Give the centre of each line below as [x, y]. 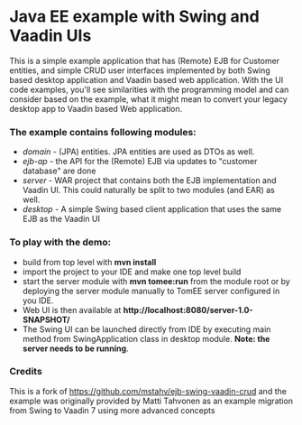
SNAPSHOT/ [46, 319]
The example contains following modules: [103, 132]
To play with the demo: [60, 243]
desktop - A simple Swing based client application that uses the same [152, 209]
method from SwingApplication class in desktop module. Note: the [146, 338]
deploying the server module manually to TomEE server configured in [151, 291]
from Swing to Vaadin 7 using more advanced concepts [112, 410]
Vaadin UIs [50, 36]
